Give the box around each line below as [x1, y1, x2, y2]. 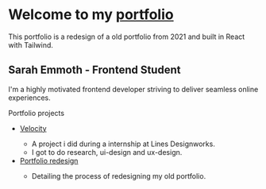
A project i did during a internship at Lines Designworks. [31, 139, 216, 148]
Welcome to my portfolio [8, 6, 174, 24]
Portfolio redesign [19, 156, 79, 165]
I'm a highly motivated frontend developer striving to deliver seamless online [8, 84, 259, 94]
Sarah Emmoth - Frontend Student [8, 64, 181, 77]
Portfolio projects [8, 108, 65, 118]
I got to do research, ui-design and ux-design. [31, 147, 183, 156]
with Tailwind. [8, 40, 54, 49]
